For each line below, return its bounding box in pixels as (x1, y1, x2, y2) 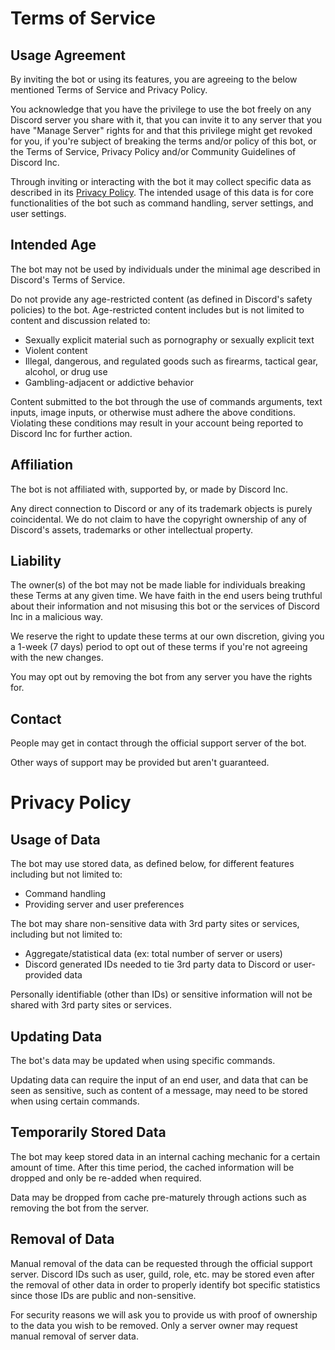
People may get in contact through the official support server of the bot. (10, 737, 307, 749)
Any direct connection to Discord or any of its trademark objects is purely (10, 502, 313, 514)
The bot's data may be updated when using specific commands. (10, 1055, 276, 1067)
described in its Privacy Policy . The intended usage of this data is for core (10, 187, 314, 198)
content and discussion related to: (10, 314, 151, 326)
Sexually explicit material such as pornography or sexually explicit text (24, 333, 315, 346)
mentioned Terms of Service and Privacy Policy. (10, 84, 208, 96)
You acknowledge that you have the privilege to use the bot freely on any (10, 103, 312, 115)
